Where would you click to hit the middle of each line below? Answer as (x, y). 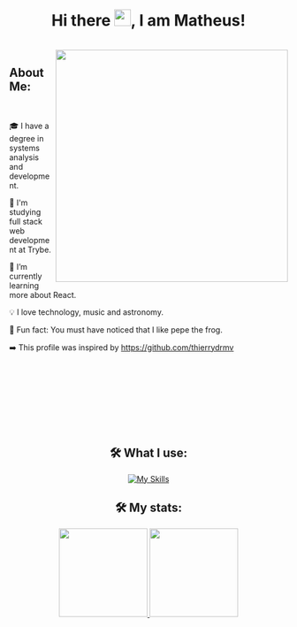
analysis (24, 157)
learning (24, 285)
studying (25, 211)
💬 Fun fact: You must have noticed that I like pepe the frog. (116, 329)
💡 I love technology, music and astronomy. (86, 312)
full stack (26, 221)
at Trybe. (34, 249)
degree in (27, 138)
